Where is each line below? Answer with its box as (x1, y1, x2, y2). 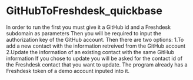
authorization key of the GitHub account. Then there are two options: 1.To (6, 36, 184, 43)
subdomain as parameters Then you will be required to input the (6, 29, 162, 36)
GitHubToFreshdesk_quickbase (6, 4, 163, 18)
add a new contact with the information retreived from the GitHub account (6, 42, 186, 49)
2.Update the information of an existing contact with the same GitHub (6, 48, 175, 55)
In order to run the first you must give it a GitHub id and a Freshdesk (6, 24, 171, 31)
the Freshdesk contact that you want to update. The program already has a (6, 61, 188, 68)
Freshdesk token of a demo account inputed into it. (6, 67, 130, 74)
